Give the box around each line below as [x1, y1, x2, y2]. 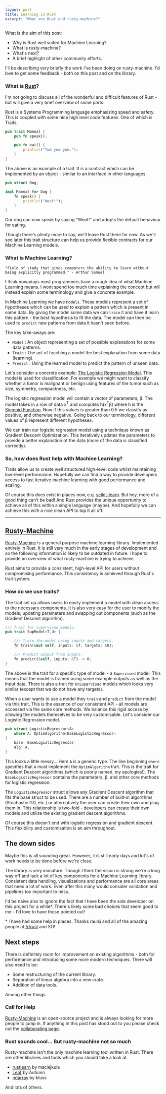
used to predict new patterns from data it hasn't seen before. [5, 320, 130, 326]
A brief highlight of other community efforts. [12, 56, 102, 62]
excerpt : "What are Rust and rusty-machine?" [5, 16, 100, 21]
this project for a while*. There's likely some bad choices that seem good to [5, 903, 159, 909]
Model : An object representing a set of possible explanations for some [12, 339, 155, 345]
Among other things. [5, 991, 47, 997]
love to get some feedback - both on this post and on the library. [5, 70, 136, 76]
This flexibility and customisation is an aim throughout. [5, 825, 116, 831]
